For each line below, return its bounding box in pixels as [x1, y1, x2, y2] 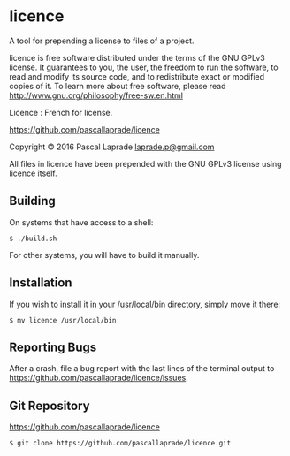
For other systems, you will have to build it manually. [9, 249, 200, 260]
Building [9, 194, 56, 209]
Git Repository [9, 398, 90, 413]
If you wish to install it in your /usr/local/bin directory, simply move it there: [9, 299, 281, 309]
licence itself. [9, 168, 57, 179]
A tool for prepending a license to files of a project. [9, 35, 195, 46]
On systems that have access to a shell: [9, 217, 154, 227]
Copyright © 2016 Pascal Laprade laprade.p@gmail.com [9, 141, 215, 152]
